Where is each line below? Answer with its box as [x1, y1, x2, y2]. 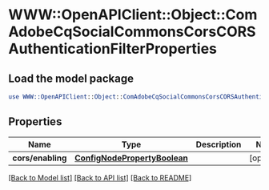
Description [195, 139, 242, 150]
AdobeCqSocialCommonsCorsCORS [8, 22, 256, 41]
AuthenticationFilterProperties [8, 40, 218, 58]
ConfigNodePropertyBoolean [74, 152, 188, 164]
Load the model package [8, 71, 134, 85]
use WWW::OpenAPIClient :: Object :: [8, 93, 124, 101]
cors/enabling [12, 152, 67, 164]
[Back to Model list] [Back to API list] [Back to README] [8, 172, 192, 182]
